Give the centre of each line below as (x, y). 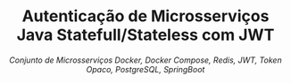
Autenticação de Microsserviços (145, 16)
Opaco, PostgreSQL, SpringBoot (145, 69)
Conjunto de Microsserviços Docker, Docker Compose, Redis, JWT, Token (145, 60)
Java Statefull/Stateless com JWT (145, 35)
